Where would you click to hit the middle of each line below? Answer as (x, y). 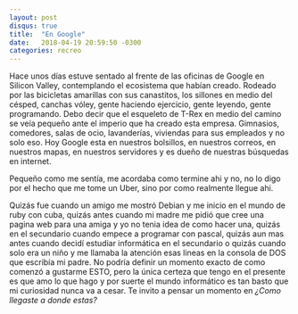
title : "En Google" (48, 34)
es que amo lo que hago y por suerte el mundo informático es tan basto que (149, 281)
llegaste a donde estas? (54, 301)
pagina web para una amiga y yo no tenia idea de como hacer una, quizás (145, 225)
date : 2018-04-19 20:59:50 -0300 (75, 42)
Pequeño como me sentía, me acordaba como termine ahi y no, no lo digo (145, 178)
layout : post (33, 17)
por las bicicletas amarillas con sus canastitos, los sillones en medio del (141, 95)
